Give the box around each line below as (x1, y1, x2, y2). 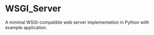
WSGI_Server (5, 3, 62, 14)
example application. (5, 24, 48, 30)
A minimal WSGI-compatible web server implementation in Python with (5, 19, 150, 25)
